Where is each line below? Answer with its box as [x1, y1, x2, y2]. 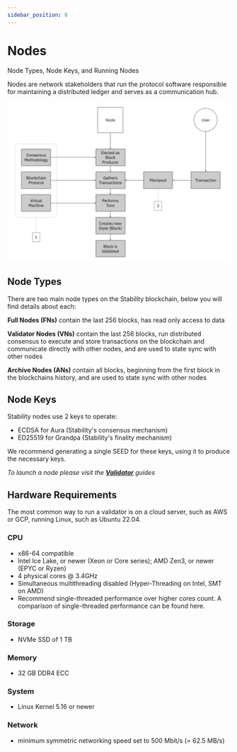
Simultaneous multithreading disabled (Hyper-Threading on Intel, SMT [17, 579, 222, 587]
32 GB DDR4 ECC [17, 669, 69, 678]
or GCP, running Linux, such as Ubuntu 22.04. [7, 515, 141, 524]
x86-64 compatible [17, 548, 74, 558]
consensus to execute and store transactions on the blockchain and [7, 336, 205, 346]
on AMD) [17, 587, 44, 595]
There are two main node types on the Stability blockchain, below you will [7, 294, 223, 303]
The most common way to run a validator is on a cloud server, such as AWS [7, 507, 228, 516]
